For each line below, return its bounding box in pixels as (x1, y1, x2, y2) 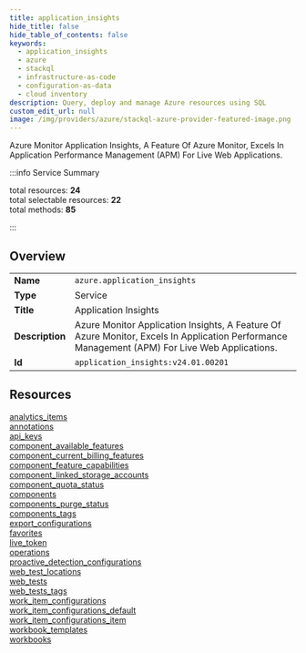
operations (9, 546, 50, 557)
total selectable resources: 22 (9, 195, 121, 206)
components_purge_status (9, 498, 109, 509)
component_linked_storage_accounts (9, 469, 149, 480)
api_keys (9, 430, 43, 442)
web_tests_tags (9, 585, 68, 597)
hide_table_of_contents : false (9, 30, 128, 39)
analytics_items (9, 411, 68, 422)
